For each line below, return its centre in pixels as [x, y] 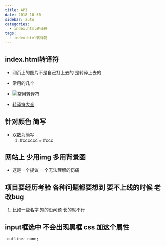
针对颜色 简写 [26, 121]
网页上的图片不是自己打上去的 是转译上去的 [57, 72]
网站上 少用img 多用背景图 [46, 157]
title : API [16, 10]
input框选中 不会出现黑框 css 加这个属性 [67, 227]
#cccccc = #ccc [37, 140]
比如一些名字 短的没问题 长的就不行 [49, 210]
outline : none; [23, 239]
